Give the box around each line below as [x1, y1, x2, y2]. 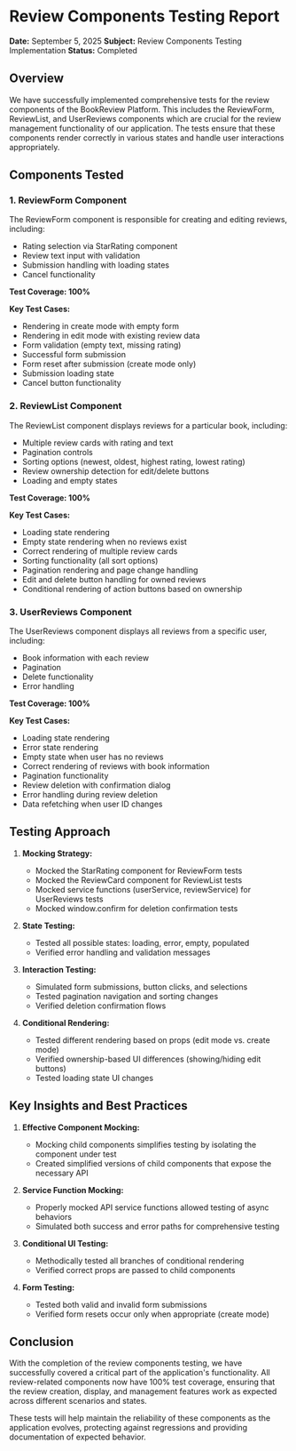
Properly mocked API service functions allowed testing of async [35, 1202, 269, 1213]
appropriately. [9, 141, 60, 152]
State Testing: [21, 920, 75, 931]
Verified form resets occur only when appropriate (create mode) [35, 1309, 270, 1319]
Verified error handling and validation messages [35, 947, 211, 958]
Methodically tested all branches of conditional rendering [35, 1255, 245, 1266]
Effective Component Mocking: [21, 1122, 140, 1133]
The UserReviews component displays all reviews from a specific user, [9, 626, 268, 637]
